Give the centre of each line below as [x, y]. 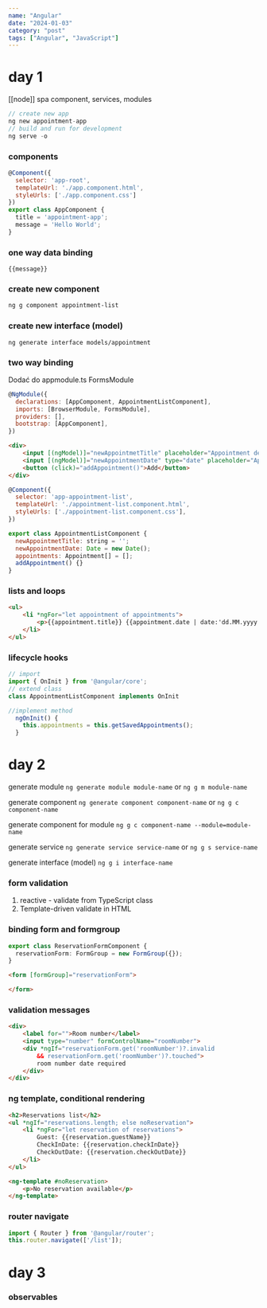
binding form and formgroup [64, 930]
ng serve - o [28, 136]
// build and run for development [66, 128]
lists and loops [37, 592]
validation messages [49, 1009]
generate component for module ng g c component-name [100, 825]
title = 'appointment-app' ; [62, 217]
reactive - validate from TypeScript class [86, 900]
